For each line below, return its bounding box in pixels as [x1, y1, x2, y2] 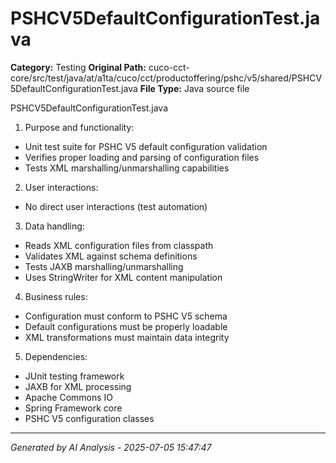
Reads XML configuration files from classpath [24, 239, 214, 251]
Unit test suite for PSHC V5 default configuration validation [24, 140, 268, 152]
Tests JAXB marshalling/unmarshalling [24, 260, 184, 272]
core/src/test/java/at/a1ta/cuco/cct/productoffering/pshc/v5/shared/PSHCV [10, 72, 323, 84]
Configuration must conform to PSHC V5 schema [24, 310, 228, 322]
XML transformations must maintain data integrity [24, 331, 230, 343]
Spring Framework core [24, 402, 123, 414]
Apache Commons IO [24, 391, 114, 403]
